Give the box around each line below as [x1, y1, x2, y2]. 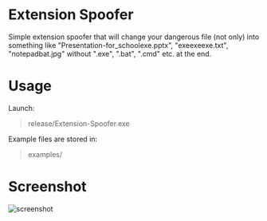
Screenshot [8, 178, 87, 196]
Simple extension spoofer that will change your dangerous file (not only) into [8, 32, 260, 41]
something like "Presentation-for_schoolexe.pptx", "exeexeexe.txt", [8, 40, 229, 49]
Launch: [8, 103, 35, 112]
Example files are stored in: [8, 134, 98, 144]
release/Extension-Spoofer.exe [27, 118, 130, 128]
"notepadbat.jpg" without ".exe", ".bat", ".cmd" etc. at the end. [8, 49, 212, 58]
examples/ [27, 149, 62, 159]
